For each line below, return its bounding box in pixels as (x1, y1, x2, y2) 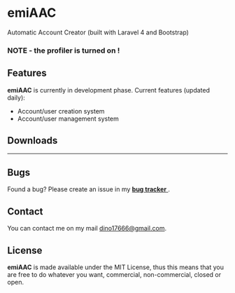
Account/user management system (17, 114, 119, 123)
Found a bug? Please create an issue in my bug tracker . (7, 185, 170, 193)
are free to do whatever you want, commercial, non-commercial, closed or (7, 270, 222, 278)
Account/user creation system (17, 107, 105, 115)
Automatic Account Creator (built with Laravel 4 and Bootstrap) (7, 28, 189, 36)
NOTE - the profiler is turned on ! (7, 46, 120, 55)
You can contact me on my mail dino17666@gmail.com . (7, 224, 166, 233)
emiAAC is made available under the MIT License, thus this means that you (7, 263, 224, 271)
